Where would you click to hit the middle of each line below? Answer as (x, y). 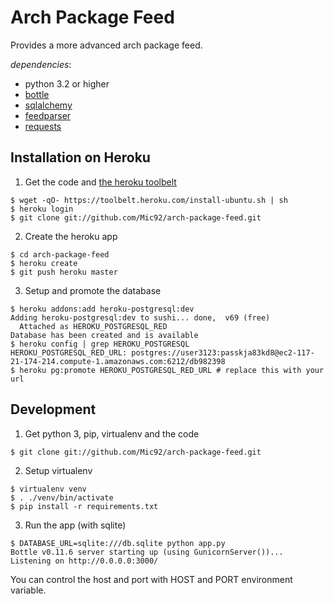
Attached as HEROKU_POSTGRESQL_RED (93, 326)
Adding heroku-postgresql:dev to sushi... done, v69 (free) (140, 317)
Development (53, 409)
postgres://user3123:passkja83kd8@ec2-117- (223, 352)
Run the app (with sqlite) (75, 525)
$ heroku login (42, 209)
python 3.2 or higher (67, 83)
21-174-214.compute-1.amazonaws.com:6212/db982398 (118, 361)
